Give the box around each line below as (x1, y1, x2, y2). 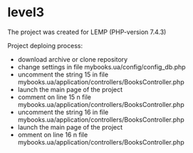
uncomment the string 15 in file (17, 70, 109, 79)
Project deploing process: (7, 41, 83, 50)
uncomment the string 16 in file (17, 108, 109, 116)
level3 (7, 4, 45, 21)
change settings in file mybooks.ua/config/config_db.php (17, 62, 187, 71)
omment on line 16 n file (17, 130, 88, 139)
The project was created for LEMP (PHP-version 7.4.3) (7, 28, 167, 36)
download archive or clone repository (17, 55, 128, 64)
